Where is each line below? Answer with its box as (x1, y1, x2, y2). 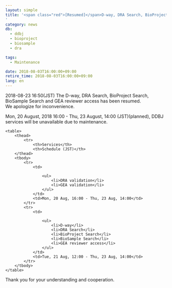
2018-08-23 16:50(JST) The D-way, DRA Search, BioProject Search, (5, 93, 149, 98)
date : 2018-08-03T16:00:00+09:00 (5, 69, 77, 74)
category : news (5, 22, 38, 27)
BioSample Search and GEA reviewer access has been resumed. (5, 98, 141, 104)
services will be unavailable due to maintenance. (5, 119, 108, 125)
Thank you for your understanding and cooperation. (5, 277, 115, 282)
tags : (5, 55, 17, 60)
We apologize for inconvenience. (5, 104, 75, 109)
